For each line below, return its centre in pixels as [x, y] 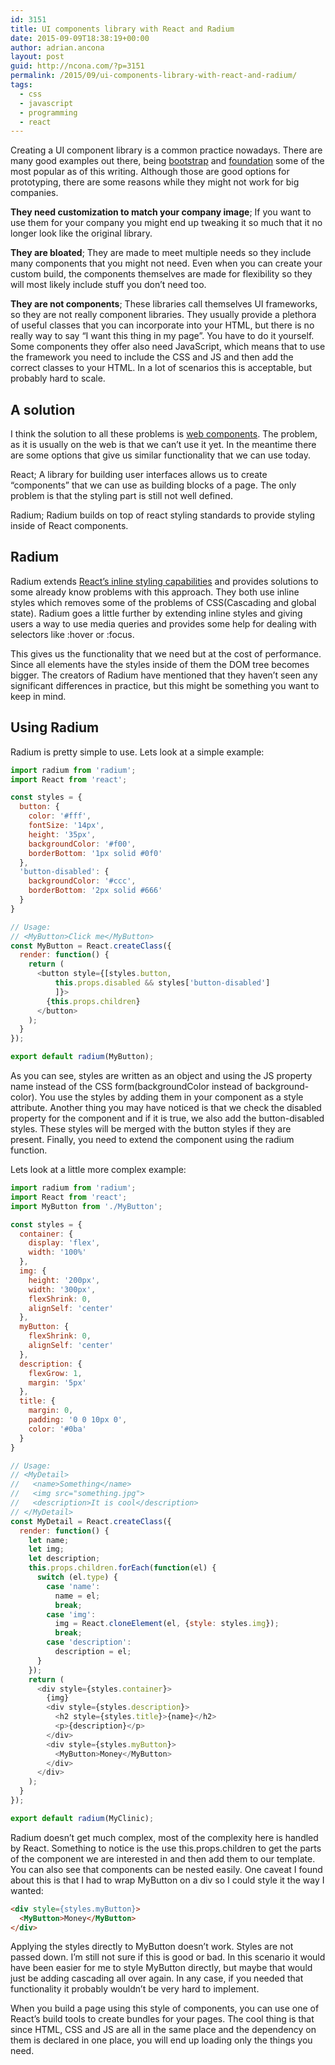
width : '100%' [57, 1252]
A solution [43, 409]
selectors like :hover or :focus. [72, 634]
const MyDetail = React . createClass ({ [91, 1521]
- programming [48, 112]
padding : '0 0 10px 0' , [78, 1420]
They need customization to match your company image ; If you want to [161, 212]
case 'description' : [89, 1642]
